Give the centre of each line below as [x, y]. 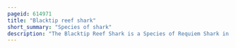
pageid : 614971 [30, 14]
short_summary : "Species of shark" [60, 27]
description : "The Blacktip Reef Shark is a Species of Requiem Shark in [118, 34]
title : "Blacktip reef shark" [52, 20]
